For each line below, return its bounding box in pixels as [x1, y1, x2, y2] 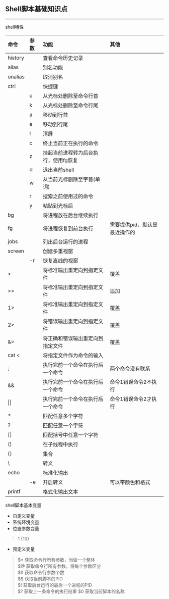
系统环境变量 [12, 519, 39, 525]
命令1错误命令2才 [110, 395, 152, 403]
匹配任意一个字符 [42, 422, 83, 429]
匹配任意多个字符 [42, 412, 83, 419]
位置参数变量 [12, 525, 39, 531]
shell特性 [5, 24, 24, 30]
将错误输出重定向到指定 [42, 318, 99, 325]
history [8, 54, 24, 61]
